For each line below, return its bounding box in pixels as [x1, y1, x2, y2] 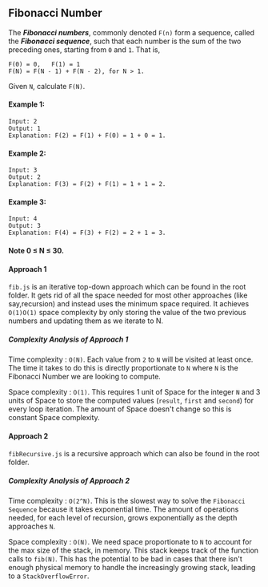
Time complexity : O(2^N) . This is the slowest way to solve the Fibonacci [8, 496, 246, 506]
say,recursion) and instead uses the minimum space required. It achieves [8, 299, 250, 309]
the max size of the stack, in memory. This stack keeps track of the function [8, 545, 258, 556]
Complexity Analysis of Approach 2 [8, 476, 130, 485]
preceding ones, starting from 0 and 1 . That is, [8, 44, 161, 55]
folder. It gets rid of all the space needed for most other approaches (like [8, 290, 248, 300]
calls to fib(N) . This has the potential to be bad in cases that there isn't [8, 554, 242, 564]
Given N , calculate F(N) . [8, 81, 86, 91]
